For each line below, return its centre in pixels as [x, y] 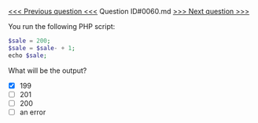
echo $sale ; [28, 55]
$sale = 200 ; [29, 41]
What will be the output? [48, 71]
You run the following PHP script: [62, 26]
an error [33, 112]
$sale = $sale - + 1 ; [42, 48]
